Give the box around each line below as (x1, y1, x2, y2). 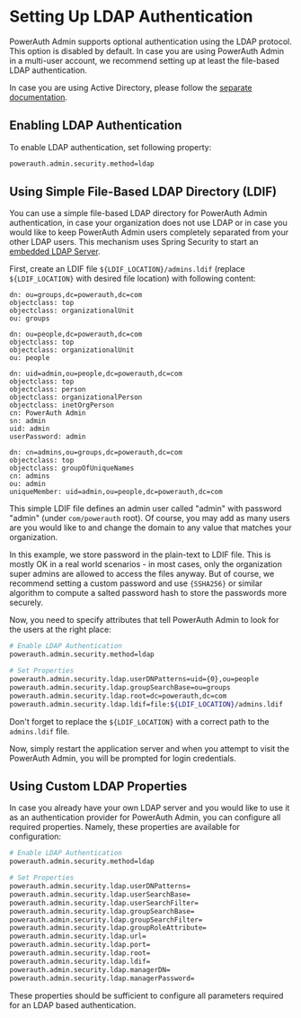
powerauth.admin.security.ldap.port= (9, 941, 151, 950)
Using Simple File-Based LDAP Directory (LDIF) (9, 185, 277, 200)
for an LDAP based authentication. (9, 999, 137, 1010)
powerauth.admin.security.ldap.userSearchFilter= (9, 898, 199, 907)
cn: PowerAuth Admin (9, 409, 87, 418)
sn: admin (9, 417, 47, 426)
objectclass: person (9, 385, 87, 394)
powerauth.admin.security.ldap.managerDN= (9, 965, 171, 974)
